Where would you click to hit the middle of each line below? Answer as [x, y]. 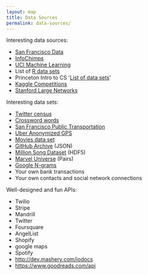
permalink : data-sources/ [39, 23]
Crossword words [37, 120]
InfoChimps [29, 59]
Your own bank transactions [50, 172]
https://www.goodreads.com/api [55, 266]
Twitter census [33, 114]
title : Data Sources [32, 18]
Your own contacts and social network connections [79, 178]
